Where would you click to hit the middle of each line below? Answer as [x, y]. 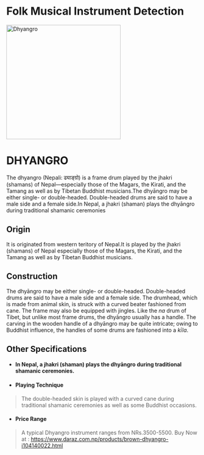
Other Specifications [47, 349]
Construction [32, 277]
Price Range [31, 419]
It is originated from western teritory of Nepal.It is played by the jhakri [93, 244]
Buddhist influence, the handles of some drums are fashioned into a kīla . [97, 330]
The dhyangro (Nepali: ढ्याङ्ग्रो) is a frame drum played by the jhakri [89, 177]
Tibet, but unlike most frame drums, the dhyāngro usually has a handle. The [101, 317]
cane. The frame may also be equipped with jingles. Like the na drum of [97, 310]
